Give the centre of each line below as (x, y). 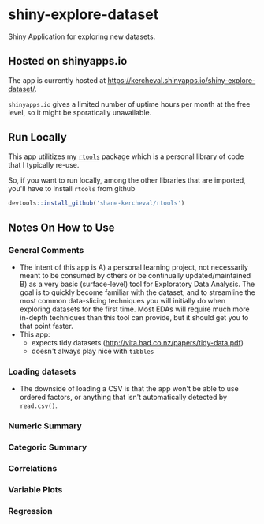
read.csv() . (38, 405)
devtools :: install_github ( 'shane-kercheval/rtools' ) (97, 203)
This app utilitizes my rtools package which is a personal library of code (126, 156)
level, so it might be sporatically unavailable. (80, 112)
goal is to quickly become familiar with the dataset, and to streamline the (138, 292)
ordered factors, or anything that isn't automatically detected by (123, 398)
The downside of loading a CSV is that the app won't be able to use (129, 389)
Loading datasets (42, 371)
